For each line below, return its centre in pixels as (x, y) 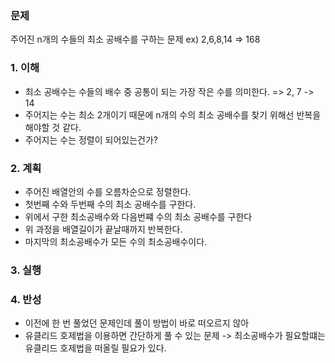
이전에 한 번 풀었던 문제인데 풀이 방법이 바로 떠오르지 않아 (137, 323)
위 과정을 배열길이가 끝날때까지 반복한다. (103, 229)
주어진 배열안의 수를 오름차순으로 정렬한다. (108, 191)
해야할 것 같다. (53, 127)
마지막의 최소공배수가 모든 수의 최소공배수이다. (116, 241)
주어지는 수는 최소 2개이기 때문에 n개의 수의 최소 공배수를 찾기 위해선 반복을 (173, 114)
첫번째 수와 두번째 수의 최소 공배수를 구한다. (110, 204)
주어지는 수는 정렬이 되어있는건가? (91, 139)
